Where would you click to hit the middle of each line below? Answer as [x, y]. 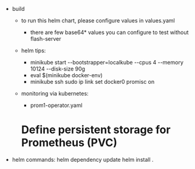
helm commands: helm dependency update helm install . [83, 159]
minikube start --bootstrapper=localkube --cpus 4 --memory [107, 62]
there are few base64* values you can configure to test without [109, 32]
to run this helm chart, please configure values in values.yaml [98, 20]
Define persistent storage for [96, 130]
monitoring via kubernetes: [55, 93]
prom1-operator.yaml [56, 105]
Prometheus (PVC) [69, 143]
